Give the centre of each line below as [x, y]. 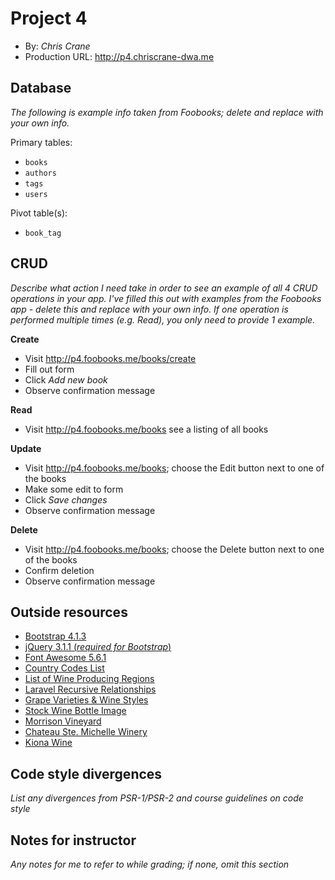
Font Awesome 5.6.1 [65, 658]
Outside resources [69, 612]
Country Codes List [64, 668]
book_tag [43, 233]
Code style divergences [86, 773]
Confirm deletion [59, 570]
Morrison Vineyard [63, 721]
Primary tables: [41, 142]
